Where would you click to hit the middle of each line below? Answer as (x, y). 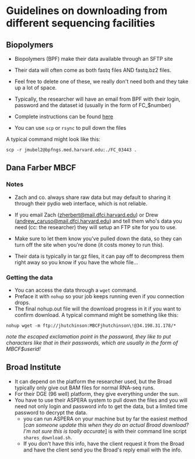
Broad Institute (34, 367)
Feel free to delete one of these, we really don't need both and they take (101, 81)
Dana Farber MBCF (41, 168)
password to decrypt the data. (51, 412)
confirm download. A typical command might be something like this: (96, 315)
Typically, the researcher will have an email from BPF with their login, (97, 99)
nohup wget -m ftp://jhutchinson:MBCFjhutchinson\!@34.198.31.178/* (91, 326)
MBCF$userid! (23, 348)
